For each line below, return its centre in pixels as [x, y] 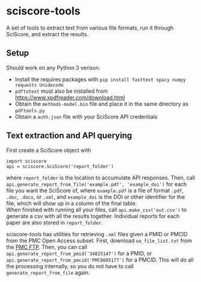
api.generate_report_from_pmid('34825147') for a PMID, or [79, 253]
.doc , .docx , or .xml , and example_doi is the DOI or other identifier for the [96, 196]
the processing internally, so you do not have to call [70, 266]
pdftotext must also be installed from [61, 91]
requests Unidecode [39, 85]
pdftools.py [30, 111]
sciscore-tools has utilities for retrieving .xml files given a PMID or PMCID [97, 234]
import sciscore [26, 161]
